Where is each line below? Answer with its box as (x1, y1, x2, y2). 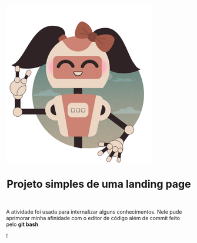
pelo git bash (6, 221, 39, 228)
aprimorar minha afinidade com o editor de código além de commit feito (6, 214, 181, 221)
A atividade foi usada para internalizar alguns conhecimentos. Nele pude (6, 208, 182, 215)
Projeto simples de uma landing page (6, 178, 191, 191)
